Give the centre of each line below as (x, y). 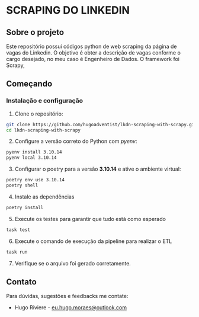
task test (18, 230)
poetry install (25, 207)
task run (17, 252)
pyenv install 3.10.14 (34, 152)
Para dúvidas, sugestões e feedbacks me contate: (67, 296)
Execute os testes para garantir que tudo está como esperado (90, 219)
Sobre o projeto (35, 32)
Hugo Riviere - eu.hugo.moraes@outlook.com (71, 308)
